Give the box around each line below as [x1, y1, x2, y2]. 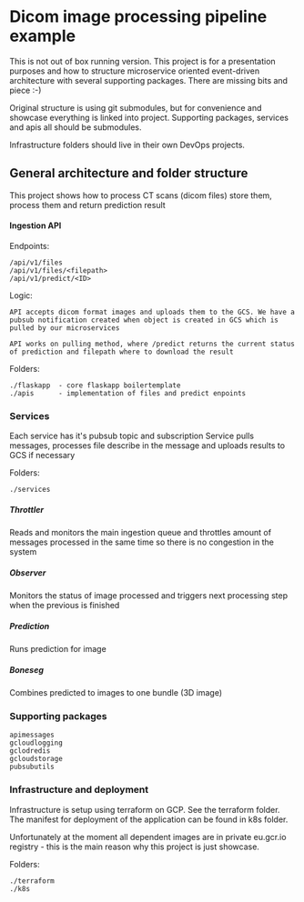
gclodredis [9, 747, 51, 756]
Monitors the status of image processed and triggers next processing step [9, 590, 289, 601]
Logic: [9, 289, 34, 301]
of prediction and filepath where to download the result [9, 347, 234, 356]
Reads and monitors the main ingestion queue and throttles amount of [9, 527, 271, 538]
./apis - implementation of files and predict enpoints [9, 388, 247, 397]
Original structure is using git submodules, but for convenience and [9, 102, 262, 113]
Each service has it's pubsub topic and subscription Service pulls [9, 430, 255, 442]
